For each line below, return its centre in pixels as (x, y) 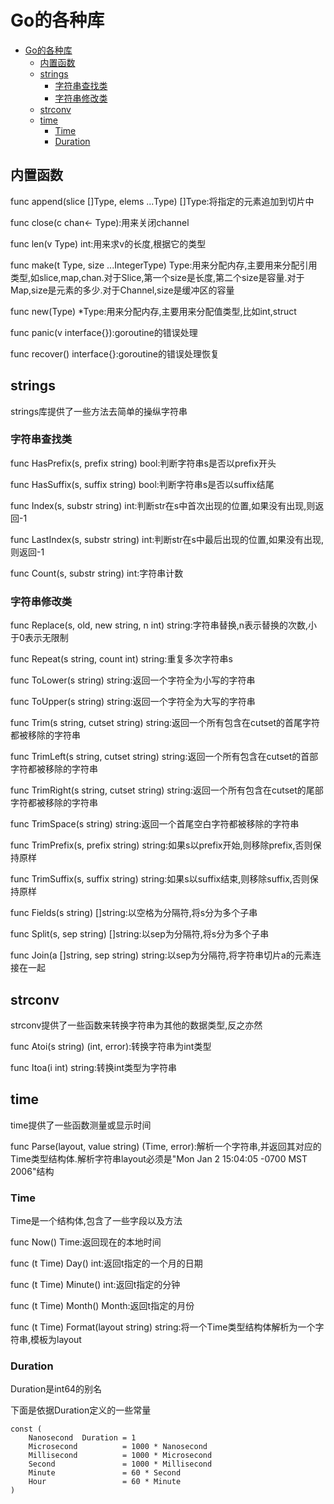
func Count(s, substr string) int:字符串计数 (97, 573)
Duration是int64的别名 (56, 1389)
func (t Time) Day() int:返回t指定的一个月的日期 (106, 1263)
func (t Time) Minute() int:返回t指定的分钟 (95, 1285)
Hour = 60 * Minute (105, 1482)
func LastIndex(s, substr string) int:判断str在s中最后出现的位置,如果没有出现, (167, 539)
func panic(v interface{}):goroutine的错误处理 (104, 332)
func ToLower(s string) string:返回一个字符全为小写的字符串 (133, 680)
